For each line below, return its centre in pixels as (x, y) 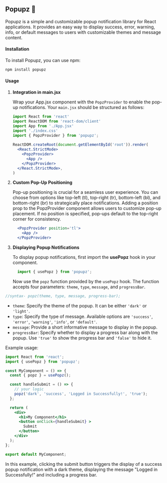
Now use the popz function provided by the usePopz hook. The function (86, 281)
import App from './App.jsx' (43, 126)
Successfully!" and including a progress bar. (51, 474)
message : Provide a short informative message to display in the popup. (85, 327)
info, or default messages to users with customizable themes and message (83, 32)
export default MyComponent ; (36, 454)
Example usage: (22, 347)
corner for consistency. (37, 219)
